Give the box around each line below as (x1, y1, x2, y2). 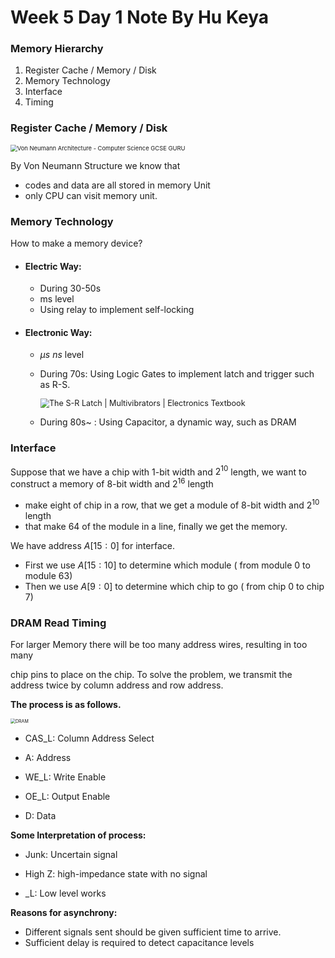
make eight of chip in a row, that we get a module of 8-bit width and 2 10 (24, 497, 320, 511)
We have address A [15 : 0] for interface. (10, 539, 175, 551)
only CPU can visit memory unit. (24, 189, 158, 201)
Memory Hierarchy (10, 42, 104, 56)
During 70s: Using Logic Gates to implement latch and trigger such (39, 368, 315, 380)
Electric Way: (24, 260, 82, 272)
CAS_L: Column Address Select (24, 732, 155, 745)
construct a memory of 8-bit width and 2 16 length (10, 476, 214, 490)
